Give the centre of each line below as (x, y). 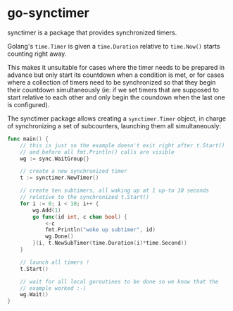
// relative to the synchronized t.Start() (85, 197)
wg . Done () (59, 237)
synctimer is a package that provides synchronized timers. (92, 32)
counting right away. (37, 54)
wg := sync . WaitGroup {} (55, 159)
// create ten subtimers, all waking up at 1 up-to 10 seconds (115, 191)
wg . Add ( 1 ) (47, 210)
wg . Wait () (34, 295)
